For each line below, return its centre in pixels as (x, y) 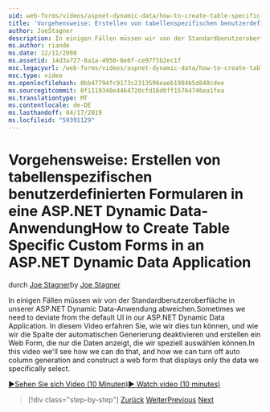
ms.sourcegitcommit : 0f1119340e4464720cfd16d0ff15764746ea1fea (117, 90)
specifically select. (39, 368)
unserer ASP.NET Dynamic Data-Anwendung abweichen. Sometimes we (127, 308)
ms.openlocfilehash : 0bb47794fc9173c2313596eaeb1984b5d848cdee (117, 83)
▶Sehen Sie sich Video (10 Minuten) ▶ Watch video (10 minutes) (115, 384)
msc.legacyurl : (34, 68)
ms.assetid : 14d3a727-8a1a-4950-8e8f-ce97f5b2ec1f (95, 61)
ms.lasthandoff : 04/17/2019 (55, 113)
